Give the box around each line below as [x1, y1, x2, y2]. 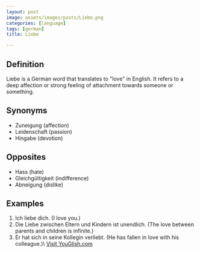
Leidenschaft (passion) [14, 128, 72, 135]
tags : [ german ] [6, 25, 45, 32]
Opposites [6, 152, 46, 162]
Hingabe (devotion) [14, 134, 63, 142]
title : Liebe [6, 31, 39, 38]
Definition [6, 59, 44, 70]
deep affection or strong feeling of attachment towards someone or [6, 81, 173, 88]
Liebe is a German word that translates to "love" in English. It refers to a [6, 75, 184, 82]
